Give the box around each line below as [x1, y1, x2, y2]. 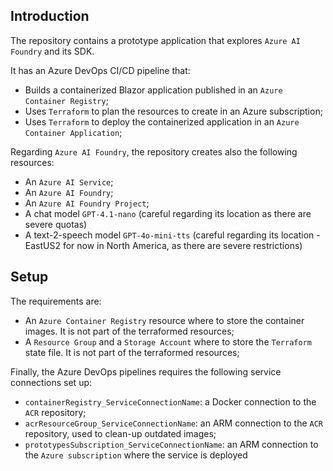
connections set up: [10, 376, 93, 388]
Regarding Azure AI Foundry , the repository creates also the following [10, 145, 298, 158]
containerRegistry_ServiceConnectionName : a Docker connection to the [24, 395, 317, 408]
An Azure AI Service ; [24, 175, 114, 188]
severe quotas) [24, 218, 88, 230]
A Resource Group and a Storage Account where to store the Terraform [24, 335, 312, 348]
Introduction [10, 8, 90, 25]
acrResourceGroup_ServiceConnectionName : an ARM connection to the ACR [24, 417, 324, 429]
